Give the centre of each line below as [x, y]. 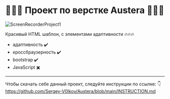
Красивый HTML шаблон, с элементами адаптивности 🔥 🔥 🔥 [70, 34]
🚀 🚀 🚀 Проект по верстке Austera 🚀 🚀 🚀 [85, 10]
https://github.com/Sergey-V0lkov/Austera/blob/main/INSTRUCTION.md [80, 91]
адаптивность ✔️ [30, 44]
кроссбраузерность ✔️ [37, 52]
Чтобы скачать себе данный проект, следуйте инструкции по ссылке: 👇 [83, 84]
